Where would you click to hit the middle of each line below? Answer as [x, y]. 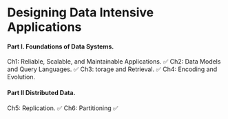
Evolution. [21, 77]
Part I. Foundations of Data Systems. [61, 47]
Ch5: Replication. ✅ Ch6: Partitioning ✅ [63, 108]
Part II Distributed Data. [41, 92]
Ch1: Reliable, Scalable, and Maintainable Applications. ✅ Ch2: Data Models [114, 62]
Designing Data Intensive [81, 13]
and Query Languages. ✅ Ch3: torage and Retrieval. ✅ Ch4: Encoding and [112, 69]
